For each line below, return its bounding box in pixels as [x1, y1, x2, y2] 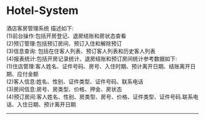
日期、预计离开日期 [27, 101, 76, 108]
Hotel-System [6, 4, 79, 18]
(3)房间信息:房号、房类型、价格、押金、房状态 [6, 85, 122, 93]
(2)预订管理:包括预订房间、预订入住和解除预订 [6, 40, 122, 47]
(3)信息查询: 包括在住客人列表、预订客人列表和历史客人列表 [6, 47, 156, 55]
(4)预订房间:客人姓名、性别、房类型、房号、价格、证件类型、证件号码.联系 [6, 93, 193, 101]
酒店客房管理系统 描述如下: [6, 24, 74, 32]
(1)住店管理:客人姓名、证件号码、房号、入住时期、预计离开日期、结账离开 [6, 62, 190, 70]
